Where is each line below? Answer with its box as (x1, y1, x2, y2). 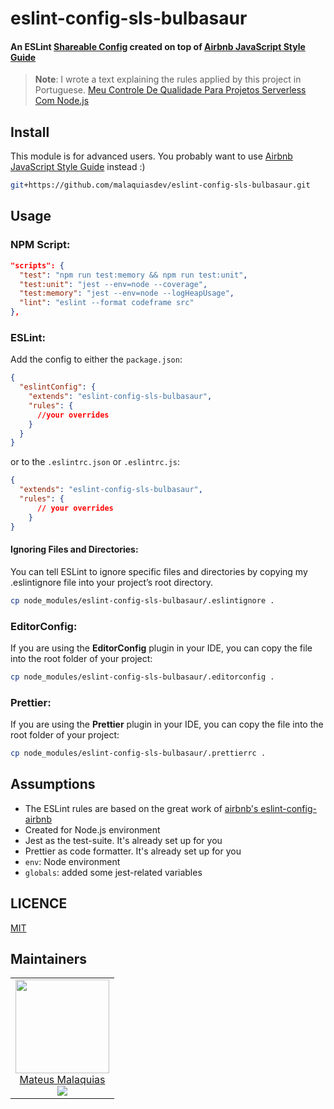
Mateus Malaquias (19, 1073, 106, 1087)
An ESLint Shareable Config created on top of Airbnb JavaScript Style (10, 40, 306, 52)
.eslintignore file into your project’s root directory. (10, 576, 214, 588)
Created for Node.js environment (24, 823, 161, 836)
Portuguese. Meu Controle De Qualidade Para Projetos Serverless (34, 84, 307, 96)
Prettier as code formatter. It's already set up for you (24, 845, 242, 857)
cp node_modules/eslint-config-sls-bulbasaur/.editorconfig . (10, 672, 275, 682)
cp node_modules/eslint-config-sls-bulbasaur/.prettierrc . (10, 748, 267, 759)
